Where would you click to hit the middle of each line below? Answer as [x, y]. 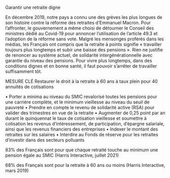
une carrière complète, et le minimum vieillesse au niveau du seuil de [77, 102]
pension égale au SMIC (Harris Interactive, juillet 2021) [62, 155]
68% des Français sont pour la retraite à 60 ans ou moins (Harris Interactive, [85, 165]
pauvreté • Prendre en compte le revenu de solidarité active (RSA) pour [80, 107]
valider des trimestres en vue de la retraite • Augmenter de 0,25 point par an [85, 113]
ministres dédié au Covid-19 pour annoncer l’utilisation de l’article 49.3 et [81, 33]
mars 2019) [17, 171]
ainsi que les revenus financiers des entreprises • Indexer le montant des [82, 129]
